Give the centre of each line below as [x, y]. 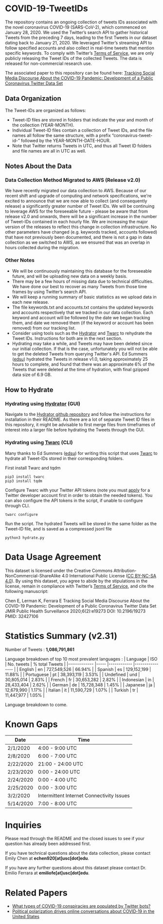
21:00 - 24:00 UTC [61, 764]
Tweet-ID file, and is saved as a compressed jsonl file [58, 529]
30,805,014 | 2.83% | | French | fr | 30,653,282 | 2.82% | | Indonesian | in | [80, 679]
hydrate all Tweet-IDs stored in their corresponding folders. [64, 458]
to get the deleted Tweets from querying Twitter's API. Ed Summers [80, 354]
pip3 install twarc [25, 477]
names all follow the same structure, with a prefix [61, 135]
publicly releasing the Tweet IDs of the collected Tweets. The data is [73, 58]
